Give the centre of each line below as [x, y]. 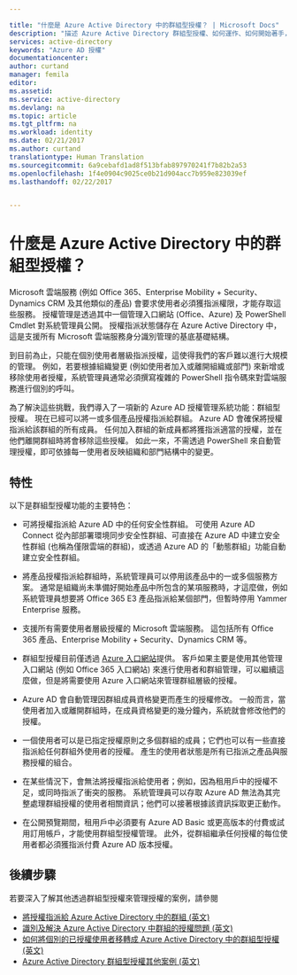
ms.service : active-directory [65, 99]
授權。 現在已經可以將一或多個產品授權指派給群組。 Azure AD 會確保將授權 [146, 418]
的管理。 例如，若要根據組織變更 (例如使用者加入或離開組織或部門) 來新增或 [147, 367]
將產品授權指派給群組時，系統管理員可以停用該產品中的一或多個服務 [146, 576]
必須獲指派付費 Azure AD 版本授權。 [112, 844]
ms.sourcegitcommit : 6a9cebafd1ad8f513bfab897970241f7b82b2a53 [128, 165]
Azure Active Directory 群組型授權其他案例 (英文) [111, 961]
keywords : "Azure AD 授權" [57, 50]
